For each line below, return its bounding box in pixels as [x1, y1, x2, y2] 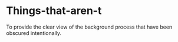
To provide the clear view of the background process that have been [6, 23, 173, 30]
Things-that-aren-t [6, 4, 102, 17]
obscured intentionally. [6, 29, 62, 36]
